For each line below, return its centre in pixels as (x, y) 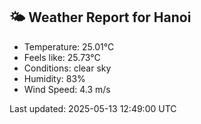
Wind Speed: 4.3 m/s (67, 89)
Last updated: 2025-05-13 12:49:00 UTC (93, 108)
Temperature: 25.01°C (69, 46)
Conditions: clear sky (67, 68)
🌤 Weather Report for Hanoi (100, 17)
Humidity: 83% (54, 78)
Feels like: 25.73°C (62, 57)
